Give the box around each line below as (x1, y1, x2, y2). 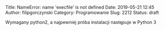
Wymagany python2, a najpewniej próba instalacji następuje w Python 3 (5, 19, 156, 25)
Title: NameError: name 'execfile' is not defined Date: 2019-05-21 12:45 (5, 4, 154, 10)
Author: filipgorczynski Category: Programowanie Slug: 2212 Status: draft (5, 9, 159, 15)
